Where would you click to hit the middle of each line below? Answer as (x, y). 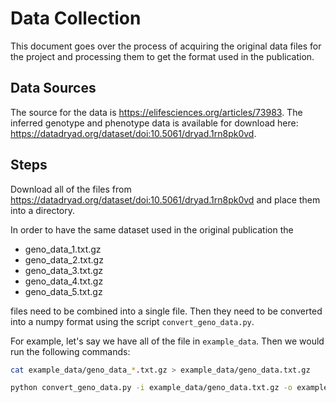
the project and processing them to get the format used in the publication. (162, 56)
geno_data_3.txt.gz (64, 270)
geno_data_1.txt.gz (63, 249)
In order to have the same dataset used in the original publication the (152, 229)
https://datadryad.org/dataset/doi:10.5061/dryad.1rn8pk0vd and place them (165, 199)
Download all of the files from (71, 189)
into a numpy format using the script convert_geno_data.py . (132, 321)
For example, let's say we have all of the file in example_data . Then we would (167, 341)
